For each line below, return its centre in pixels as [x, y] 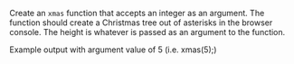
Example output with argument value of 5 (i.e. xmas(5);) [113, 50]
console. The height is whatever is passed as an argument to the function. [147, 32]
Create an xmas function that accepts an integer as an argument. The [137, 13]
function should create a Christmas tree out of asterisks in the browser [141, 23]
